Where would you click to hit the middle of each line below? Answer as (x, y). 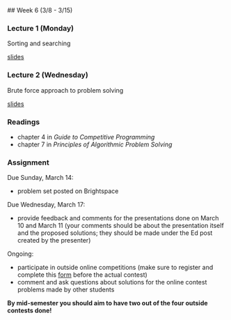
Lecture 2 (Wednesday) (48, 75)
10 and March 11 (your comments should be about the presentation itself (120, 226)
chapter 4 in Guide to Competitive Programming (86, 137)
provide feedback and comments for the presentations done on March (118, 218)
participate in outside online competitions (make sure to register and (115, 268)
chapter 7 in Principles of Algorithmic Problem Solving (95, 144)
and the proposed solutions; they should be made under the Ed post (115, 233)
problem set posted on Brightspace (68, 191)
